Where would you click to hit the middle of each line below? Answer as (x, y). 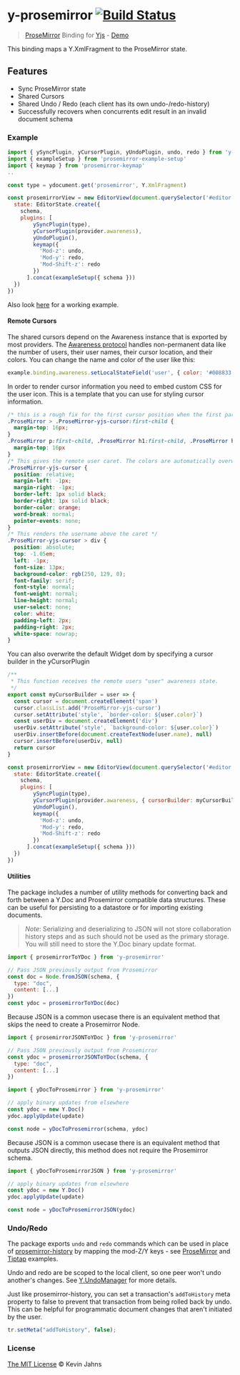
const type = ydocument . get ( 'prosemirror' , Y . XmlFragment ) (97, 185)
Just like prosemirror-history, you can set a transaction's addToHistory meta (119, 1294)
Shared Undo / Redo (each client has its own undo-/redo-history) (114, 104)
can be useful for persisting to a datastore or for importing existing (105, 907)
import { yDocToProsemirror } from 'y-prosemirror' (86, 1090)
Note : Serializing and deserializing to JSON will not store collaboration (128, 929)
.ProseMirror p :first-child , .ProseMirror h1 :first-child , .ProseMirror (118, 441)
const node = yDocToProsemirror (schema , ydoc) (78, 1129)
